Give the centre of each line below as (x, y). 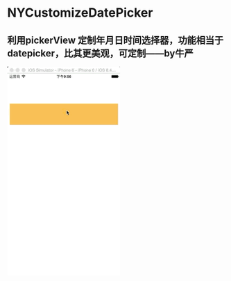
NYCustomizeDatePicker (80, 13)
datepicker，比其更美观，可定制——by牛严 (100, 53)
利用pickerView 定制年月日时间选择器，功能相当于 (115, 40)
